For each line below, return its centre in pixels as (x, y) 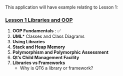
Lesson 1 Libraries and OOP (39, 20)
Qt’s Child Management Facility (46, 58)
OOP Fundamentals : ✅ (37, 31)
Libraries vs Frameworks (39, 63)
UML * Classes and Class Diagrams (48, 36)
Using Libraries (28, 42)
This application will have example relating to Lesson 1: (62, 7)
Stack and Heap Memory (39, 47)
